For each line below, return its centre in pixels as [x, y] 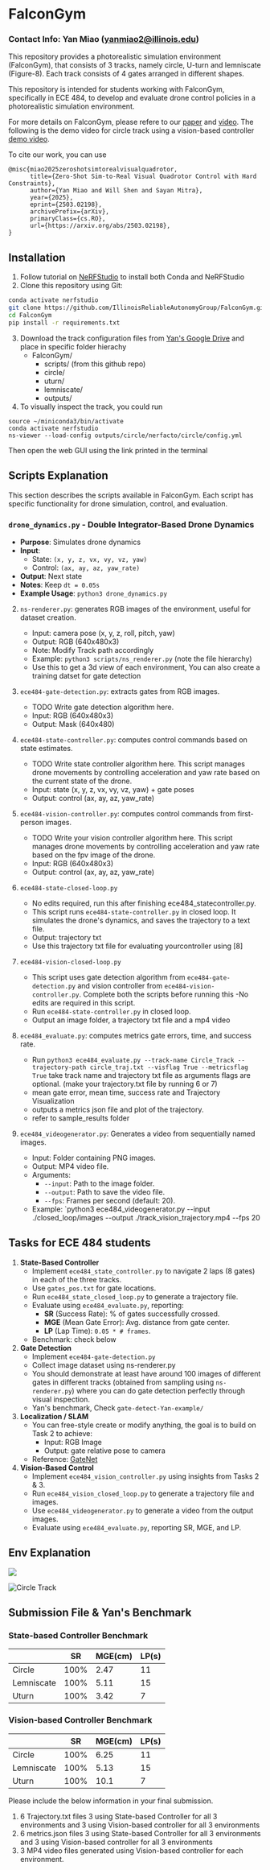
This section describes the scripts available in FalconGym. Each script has [131, 495]
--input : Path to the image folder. [99, 1183]
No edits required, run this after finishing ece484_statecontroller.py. [144, 903]
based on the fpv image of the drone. [94, 855]
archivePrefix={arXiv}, [70, 212]
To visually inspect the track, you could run [91, 407]
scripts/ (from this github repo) [95, 364]
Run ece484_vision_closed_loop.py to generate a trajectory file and [143, 1493]
